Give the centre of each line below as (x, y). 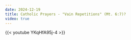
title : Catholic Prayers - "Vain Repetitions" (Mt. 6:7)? (65, 14)
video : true (17, 19)
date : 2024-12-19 (23, 10)
